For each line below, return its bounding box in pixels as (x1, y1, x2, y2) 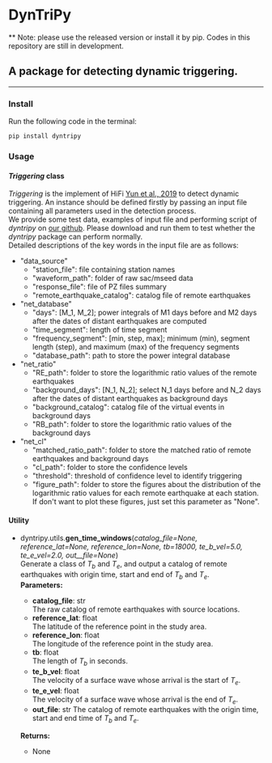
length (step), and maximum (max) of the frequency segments (32, 342, 240, 352)
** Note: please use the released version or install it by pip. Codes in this (8, 32, 251, 42)
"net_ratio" (19, 359, 57, 369)
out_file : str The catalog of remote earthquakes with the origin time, (32, 705, 259, 714)
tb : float (32, 647, 59, 657)
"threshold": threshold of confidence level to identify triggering (32, 471, 243, 481)
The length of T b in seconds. (32, 655, 128, 668)
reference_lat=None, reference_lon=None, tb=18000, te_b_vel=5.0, (19, 542, 243, 552)
